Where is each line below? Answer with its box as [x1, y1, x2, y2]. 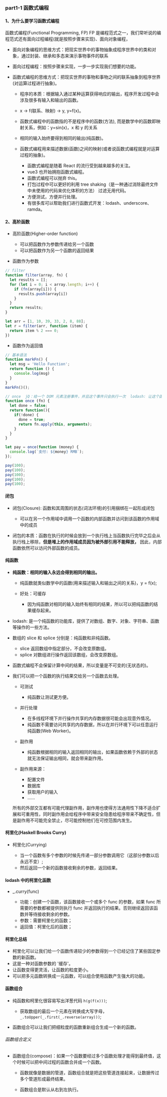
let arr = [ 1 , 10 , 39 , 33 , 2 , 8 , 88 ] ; [5, 319, 86, 324]
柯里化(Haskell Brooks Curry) [5, 829, 67, 835]
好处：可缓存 [19, 590, 46, 596]
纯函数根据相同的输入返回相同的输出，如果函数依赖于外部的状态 [27, 749, 158, 755]
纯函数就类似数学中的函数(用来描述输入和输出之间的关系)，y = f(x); [19, 580, 158, 586]
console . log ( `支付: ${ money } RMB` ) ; [9, 449, 84, 455]
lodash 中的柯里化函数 [5, 877, 51, 883]
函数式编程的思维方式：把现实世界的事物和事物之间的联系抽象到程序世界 [12, 74, 161, 80]
